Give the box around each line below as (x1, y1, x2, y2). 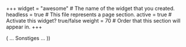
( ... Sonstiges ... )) (6, 35, 51, 41)
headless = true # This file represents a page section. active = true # (6, 11, 172, 18)
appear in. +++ (6, 23, 42, 30)
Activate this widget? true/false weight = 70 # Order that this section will (6, 17, 181, 24)
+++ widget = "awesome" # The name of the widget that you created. (6, 5, 175, 12)
